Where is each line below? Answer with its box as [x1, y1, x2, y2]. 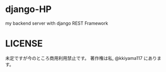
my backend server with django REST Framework [5, 20, 108, 26]
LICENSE [5, 38, 43, 49]
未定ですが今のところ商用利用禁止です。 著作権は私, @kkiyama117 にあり [5, 55, 157, 61]
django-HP [5, 4, 52, 15]
